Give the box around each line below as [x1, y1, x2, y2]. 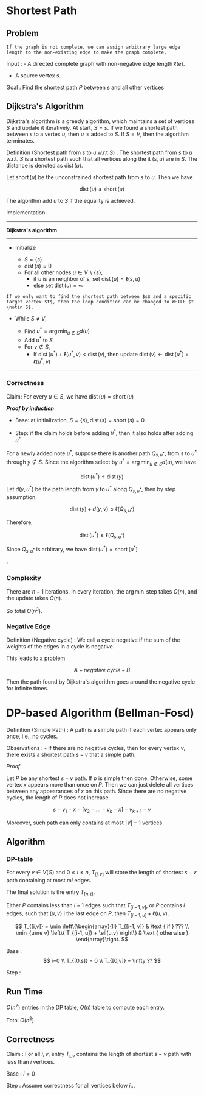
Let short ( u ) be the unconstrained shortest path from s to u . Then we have [6, 173, 193, 180]
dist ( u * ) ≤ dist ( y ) [80, 472, 124, 480]
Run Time [6, 987, 44, 997]
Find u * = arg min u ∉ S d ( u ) [24, 327, 90, 336]
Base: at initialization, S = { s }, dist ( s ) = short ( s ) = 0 [15, 416, 144, 423]
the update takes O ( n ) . [6, 594, 63, 601]
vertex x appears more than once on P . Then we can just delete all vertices [6, 781, 194, 788]
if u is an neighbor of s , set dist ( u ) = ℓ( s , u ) [33, 275, 141, 282]
